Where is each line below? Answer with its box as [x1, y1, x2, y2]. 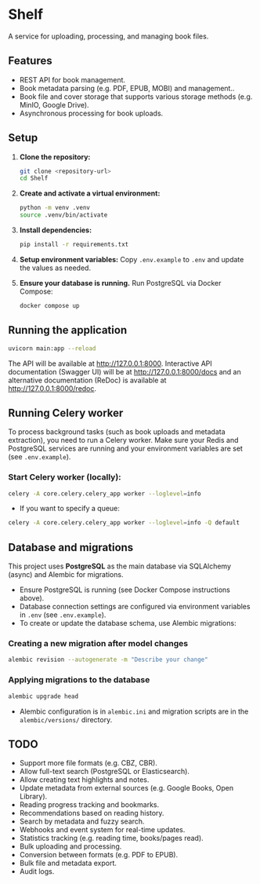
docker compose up [19, 301, 80, 309]
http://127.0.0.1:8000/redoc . [8, 383, 96, 393]
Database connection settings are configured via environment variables [19, 602, 251, 612]
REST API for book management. [19, 75, 126, 84]
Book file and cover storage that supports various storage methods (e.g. [19, 92, 253, 101]
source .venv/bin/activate [19, 211, 108, 219]
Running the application [8, 323, 128, 337]
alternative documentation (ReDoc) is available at [8, 375, 167, 385]
